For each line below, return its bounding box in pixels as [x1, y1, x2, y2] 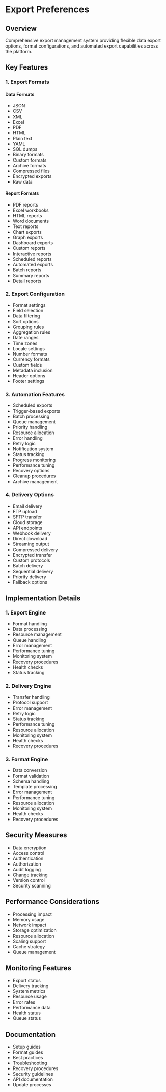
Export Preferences [5, 4, 90, 15]
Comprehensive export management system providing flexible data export [5, 37, 161, 43]
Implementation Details [5, 594, 81, 602]
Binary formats [12, 151, 44, 157]
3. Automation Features [5, 391, 65, 398]
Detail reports [12, 278, 42, 284]
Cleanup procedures [12, 473, 56, 479]
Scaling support [12, 938, 46, 944]
